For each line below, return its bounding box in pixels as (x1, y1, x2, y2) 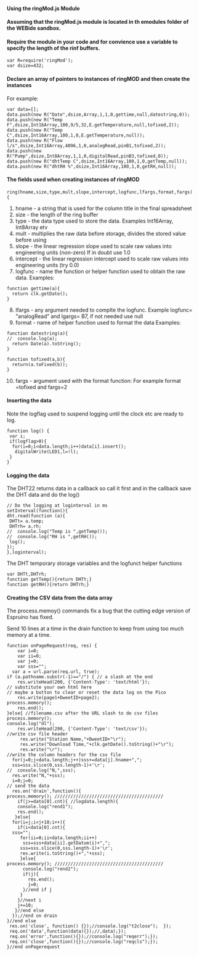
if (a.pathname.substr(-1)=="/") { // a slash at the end (7, 674, 153, 680)
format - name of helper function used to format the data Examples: (15, 319, 181, 326)
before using (15, 236, 47, 243)
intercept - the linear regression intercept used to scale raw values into (15, 255, 189, 262)
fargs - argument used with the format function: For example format (15, 377, 181, 384)
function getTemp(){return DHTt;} (7, 576, 92, 583)
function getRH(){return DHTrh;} (7, 582, 90, 587)
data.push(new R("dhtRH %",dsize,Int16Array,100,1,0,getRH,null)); (7, 163, 177, 169)
